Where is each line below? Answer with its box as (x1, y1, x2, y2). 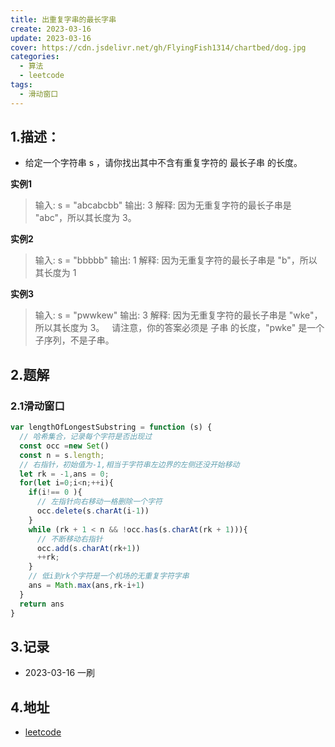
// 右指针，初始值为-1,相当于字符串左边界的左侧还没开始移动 (19, 459, 240, 470)
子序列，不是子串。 (34, 334, 115, 346)
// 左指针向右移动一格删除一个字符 (36, 497, 163, 507)
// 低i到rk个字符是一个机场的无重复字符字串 (28, 571, 190, 581)
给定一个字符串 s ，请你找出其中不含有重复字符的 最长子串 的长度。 (24, 157, 303, 169)
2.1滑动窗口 (10, 399, 65, 413)
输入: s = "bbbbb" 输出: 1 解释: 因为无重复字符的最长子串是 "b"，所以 (34, 254, 318, 266)
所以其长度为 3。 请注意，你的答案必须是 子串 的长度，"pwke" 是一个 (34, 322, 325, 334)
